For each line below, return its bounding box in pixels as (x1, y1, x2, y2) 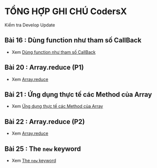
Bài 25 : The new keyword (4, 145, 81, 153)
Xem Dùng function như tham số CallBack (11, 49, 96, 55)
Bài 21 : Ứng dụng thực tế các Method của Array (4, 90, 152, 99)
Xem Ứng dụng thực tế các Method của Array (11, 104, 103, 109)
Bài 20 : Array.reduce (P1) (4, 63, 84, 72)
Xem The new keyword (11, 158, 57, 163)
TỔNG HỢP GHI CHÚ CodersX (4, 6, 127, 17)
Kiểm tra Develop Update (4, 22, 56, 28)
